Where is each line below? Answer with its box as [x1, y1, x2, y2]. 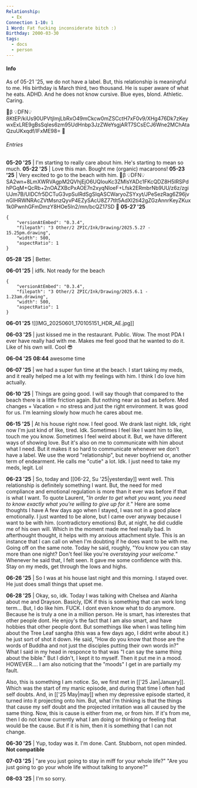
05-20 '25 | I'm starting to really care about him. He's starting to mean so [6, 159, 184, 166]
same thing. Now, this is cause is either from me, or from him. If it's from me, [6, 710, 191, 717]
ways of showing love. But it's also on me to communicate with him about [6, 439, 184, 446]
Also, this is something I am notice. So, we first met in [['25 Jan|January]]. [6, 679, 185, 686]
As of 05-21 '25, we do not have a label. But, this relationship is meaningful [6, 78, 186, 85]
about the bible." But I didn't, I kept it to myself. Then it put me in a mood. [6, 655, 182, 662]
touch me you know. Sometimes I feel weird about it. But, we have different [6, 433, 187, 440]
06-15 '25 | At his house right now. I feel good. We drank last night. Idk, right [6, 420, 191, 428]
